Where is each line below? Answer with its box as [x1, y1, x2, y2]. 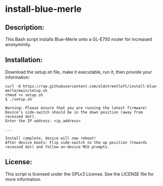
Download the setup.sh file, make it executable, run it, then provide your [5, 69, 152, 75]
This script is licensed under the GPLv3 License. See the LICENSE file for [5, 171, 154, 177]
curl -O [5, 84, 21, 89]
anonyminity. [5, 42, 31, 47]
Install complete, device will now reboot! [5, 136, 97, 140]
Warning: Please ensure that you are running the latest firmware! [5, 105, 148, 110]
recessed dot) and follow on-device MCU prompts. [5, 144, 110, 149]
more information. [5, 176, 42, 182]
